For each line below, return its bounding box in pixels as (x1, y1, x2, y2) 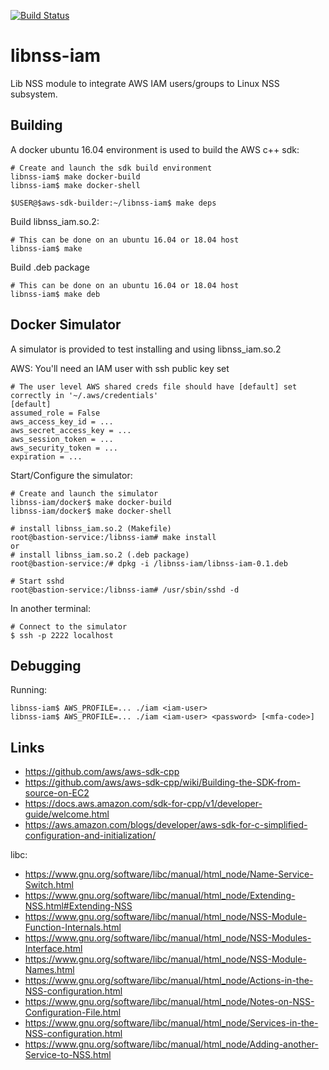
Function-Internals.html (24, 921, 122, 934)
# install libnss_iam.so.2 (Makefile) (10, 523, 172, 534)
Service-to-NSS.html (24, 1049, 112, 1061)
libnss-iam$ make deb (10, 289, 101, 299)
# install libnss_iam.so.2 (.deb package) (10, 550, 190, 560)
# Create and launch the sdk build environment (10, 163, 213, 173)
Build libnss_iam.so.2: (10, 215, 100, 227)
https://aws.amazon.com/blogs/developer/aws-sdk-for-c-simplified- (24, 819, 308, 831)
